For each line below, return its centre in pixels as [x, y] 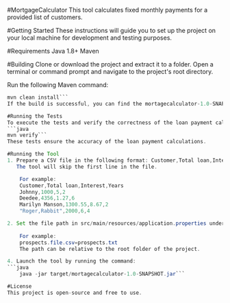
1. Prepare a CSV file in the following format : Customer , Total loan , [110, 160]
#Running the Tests [35, 116]
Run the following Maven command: [58, 85]
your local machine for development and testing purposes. [90, 38]
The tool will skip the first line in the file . [87, 167]
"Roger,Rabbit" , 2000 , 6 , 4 [55, 211]
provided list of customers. [45, 17]
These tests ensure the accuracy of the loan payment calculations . [107, 142]
